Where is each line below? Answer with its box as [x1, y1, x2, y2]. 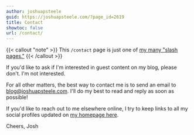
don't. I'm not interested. [6, 70, 66, 77]
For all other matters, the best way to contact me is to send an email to [6, 81, 176, 88]
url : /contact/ [6, 30, 43, 36]
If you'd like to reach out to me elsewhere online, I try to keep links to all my [6, 105, 189, 112]
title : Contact [6, 19, 43, 25]
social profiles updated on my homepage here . [6, 112, 119, 119]
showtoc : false [6, 25, 43, 31]
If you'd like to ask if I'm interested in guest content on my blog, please [6, 64, 177, 71]
